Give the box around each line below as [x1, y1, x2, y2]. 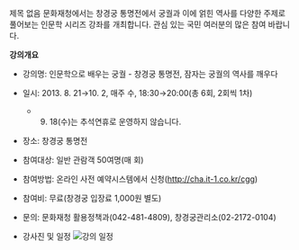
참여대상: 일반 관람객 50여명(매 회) [22, 155, 144, 165]
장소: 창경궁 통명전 [22, 136, 88, 146]
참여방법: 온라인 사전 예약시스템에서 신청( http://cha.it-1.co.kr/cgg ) [22, 174, 258, 184]
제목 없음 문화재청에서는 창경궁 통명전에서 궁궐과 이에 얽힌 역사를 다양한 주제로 [9, 8, 286, 18]
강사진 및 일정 [22, 231, 71, 241]
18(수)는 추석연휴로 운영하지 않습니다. [49, 116, 182, 127]
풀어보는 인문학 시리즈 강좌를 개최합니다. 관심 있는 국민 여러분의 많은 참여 [9, 19, 267, 30]
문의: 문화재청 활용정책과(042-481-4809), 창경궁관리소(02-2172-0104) [22, 212, 276, 222]
